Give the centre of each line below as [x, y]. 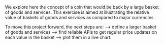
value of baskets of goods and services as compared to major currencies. [80, 17]
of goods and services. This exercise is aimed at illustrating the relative [77, 12]
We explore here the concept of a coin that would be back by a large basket [82, 7]
